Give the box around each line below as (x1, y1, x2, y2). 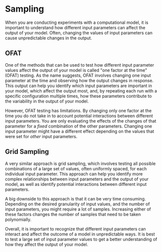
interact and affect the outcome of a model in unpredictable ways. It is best (5, 231, 155, 237)
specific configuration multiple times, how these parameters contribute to (5, 93, 152, 99)
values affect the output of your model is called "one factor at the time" (5, 67, 147, 73)
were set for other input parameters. (5, 133, 78, 139)
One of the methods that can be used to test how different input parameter (5, 62, 154, 68)
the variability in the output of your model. (5, 98, 89, 104)
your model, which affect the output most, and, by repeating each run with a (5, 88, 157, 93)
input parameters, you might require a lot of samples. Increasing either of (5, 206, 151, 212)
